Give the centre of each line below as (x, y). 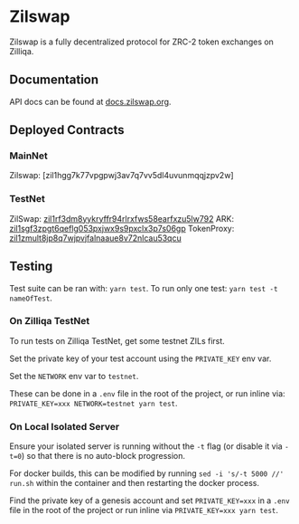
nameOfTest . (31, 298)
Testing (31, 267)
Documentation (54, 80)
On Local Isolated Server (65, 426)
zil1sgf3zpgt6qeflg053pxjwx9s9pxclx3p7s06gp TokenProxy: (122, 228)
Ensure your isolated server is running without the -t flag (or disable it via (146, 446)
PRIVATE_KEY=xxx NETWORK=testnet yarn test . (93, 403)
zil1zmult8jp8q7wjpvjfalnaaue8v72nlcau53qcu (96, 238)
